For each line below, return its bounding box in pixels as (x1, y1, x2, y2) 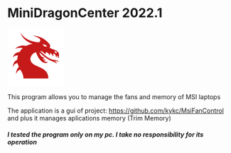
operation (7, 137, 38, 146)
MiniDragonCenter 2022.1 (7, 5, 163, 21)
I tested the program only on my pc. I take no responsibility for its (7, 130, 204, 139)
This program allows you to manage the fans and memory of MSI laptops (7, 92, 221, 101)
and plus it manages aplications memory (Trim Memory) (7, 113, 172, 122)
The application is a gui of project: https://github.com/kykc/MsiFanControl (7, 106, 224, 115)
